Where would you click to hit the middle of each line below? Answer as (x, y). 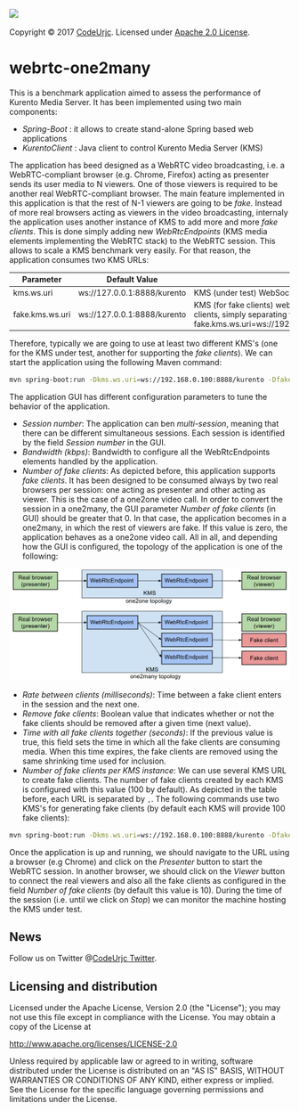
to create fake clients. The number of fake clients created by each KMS (153, 780)
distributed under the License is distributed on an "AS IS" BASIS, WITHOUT (147, 1071)
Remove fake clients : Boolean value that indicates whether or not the (148, 714)
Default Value (132, 280)
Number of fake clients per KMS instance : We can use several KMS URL (154, 770)
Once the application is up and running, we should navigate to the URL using (149, 852)
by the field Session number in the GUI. (94, 443)
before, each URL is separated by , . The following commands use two (151, 798)
